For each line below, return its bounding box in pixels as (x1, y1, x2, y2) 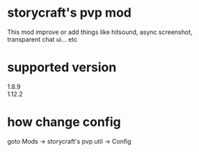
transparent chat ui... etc (7, 35, 78, 43)
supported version (7, 60, 117, 76)
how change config (7, 115, 121, 130)
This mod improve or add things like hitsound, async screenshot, (7, 28, 193, 36)
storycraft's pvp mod (7, 5, 132, 21)
